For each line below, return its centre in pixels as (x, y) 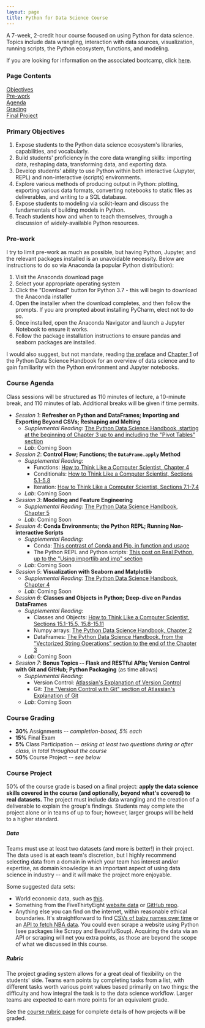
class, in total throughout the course (61, 751)
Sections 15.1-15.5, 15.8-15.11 (69, 624)
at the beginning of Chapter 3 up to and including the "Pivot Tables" (110, 435)
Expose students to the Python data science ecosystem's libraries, (99, 145)
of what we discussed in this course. (61, 944)
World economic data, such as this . (60, 899)
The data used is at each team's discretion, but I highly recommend (91, 855)
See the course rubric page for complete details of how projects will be (96, 1012)
